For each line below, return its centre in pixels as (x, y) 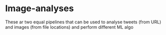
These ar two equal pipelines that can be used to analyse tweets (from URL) (83, 22)
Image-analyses (39, 9)
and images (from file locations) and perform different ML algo (69, 27)
